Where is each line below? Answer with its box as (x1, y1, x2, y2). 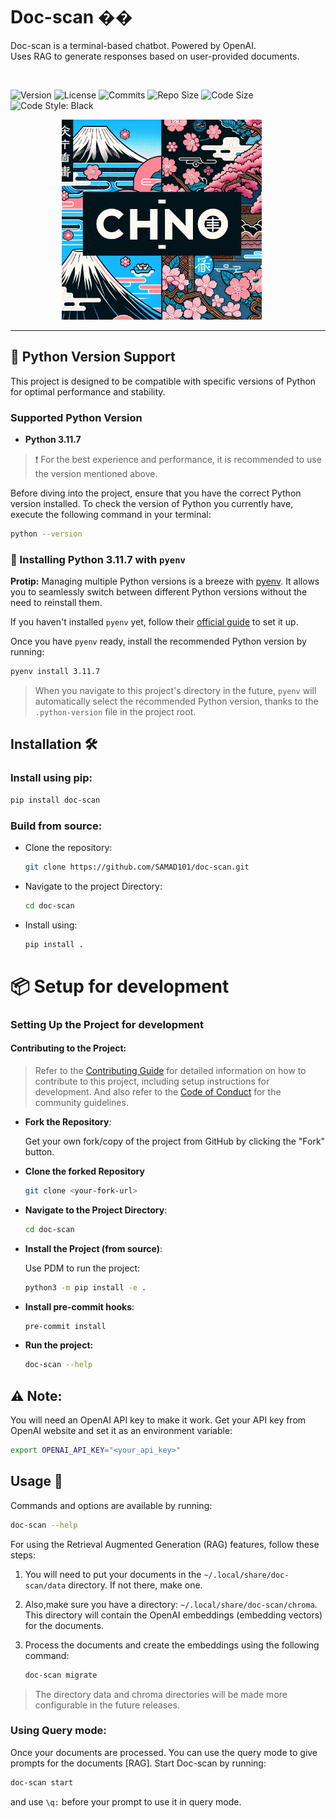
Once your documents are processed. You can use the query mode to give (10, 1746, 318, 1758)
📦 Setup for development (10, 975, 230, 998)
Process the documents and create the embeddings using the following (24, 1639, 320, 1651)
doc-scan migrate (24, 1670, 98, 1680)
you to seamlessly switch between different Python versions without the (10, 586, 308, 598)
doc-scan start (10, 1777, 74, 1788)
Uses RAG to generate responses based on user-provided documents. (10, 50, 300, 62)
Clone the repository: (24, 841, 113, 853)
